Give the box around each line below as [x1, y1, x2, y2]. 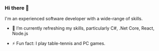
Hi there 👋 [5, 4, 30, 11]
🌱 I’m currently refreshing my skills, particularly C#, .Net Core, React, [12, 25, 155, 31]
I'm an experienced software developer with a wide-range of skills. [5, 16, 143, 22]
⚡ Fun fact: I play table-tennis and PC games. [12, 41, 106, 47]
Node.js [12, 31, 29, 37]
